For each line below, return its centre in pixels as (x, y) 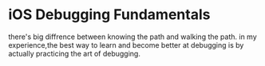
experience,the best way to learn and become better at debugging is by (126, 45)
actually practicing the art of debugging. (75, 53)
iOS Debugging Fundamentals (109, 15)
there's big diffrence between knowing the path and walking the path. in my (132, 37)
